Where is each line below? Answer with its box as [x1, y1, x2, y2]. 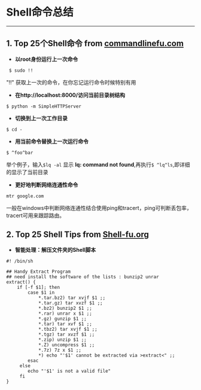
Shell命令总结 [6, 5, 74, 19]
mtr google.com [6, 193, 44, 199]
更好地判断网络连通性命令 [14, 181, 78, 188]
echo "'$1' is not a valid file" [28, 368, 111, 374]
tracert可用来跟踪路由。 [6, 212, 65, 219]
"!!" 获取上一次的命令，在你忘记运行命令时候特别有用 [6, 78, 136, 86]
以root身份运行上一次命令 [14, 55, 78, 63]
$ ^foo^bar [6, 150, 33, 156]
